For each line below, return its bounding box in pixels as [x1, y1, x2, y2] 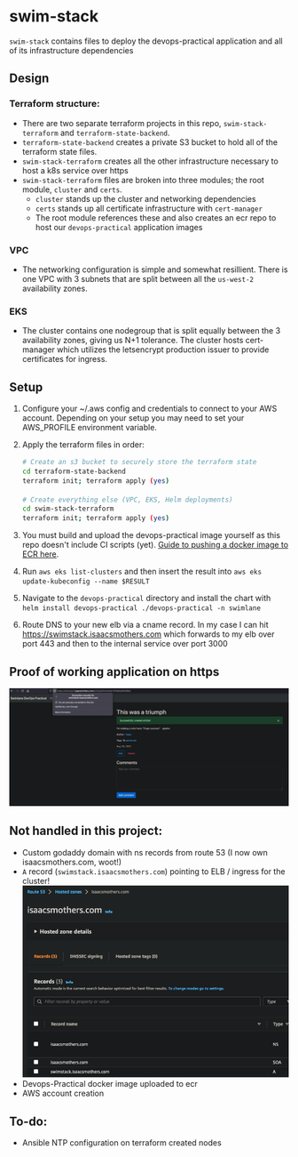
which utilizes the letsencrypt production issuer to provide [57, 344, 270, 355]
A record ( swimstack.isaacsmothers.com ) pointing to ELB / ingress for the [21, 865, 286, 877]
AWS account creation [21, 1088, 105, 1099]
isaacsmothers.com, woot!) [21, 856, 122, 867]
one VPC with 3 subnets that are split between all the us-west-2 [21, 273, 255, 284]
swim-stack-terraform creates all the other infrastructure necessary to [21, 156, 279, 166]
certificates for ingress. [21, 354, 108, 365]
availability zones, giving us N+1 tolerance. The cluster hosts [21, 335, 244, 346]
